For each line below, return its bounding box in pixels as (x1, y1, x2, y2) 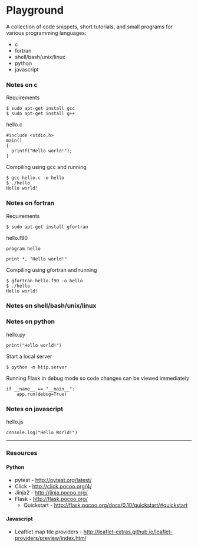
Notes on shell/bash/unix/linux (6, 302, 97, 310)
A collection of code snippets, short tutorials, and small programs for (6, 23, 173, 30)
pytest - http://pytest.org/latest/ (14, 477, 93, 484)
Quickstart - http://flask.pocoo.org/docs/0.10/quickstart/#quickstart (23, 502, 188, 509)
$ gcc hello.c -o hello (6, 175, 65, 181)
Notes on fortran (6, 199, 55, 207)
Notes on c (6, 80, 38, 89)
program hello (6, 246, 41, 252)
